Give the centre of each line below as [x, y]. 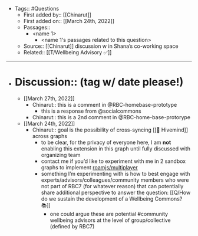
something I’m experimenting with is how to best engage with [115, 173]
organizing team [61, 155]
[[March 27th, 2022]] [49, 98]
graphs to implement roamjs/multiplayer [90, 167]
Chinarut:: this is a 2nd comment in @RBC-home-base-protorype [111, 117]
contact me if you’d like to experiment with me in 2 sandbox [113, 161]
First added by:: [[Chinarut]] [57, 15]
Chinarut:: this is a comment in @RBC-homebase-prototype [105, 104]
